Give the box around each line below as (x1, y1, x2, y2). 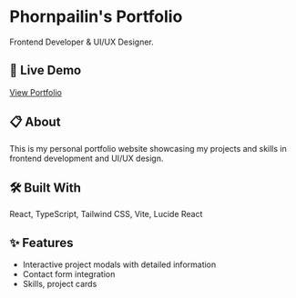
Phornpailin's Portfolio (9, 6, 183, 27)
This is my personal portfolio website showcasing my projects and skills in (9, 143, 287, 154)
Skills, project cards (22, 279, 97, 290)
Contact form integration (22, 269, 116, 280)
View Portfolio (9, 86, 62, 97)
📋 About (9, 114, 61, 130)
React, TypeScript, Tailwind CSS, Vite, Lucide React (9, 209, 203, 220)
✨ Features (9, 234, 74, 251)
